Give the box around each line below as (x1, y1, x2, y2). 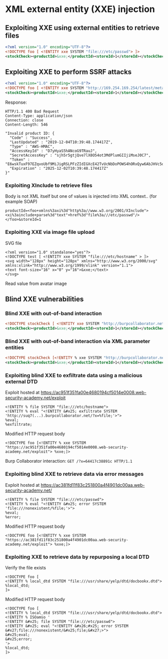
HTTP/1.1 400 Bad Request (5, 109, 59, 114)
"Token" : (9, 157, 30, 162)
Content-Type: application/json (5, 114, 72, 119)
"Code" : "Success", (9, 135, 52, 141)
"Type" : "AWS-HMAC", (9, 144, 55, 149)
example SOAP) (5, 199, 37, 205)
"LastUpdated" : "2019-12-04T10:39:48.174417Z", (9, 140, 113, 145)
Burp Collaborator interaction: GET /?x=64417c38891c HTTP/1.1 (5, 458, 132, 464)
